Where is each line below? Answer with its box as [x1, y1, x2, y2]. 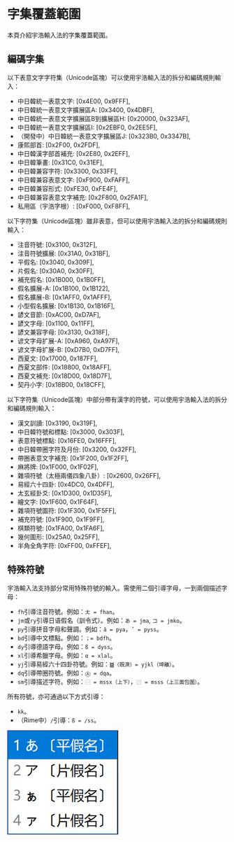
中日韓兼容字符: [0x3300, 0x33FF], [17, 167, 119, 175]
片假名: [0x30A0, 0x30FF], [17, 267, 94, 275]
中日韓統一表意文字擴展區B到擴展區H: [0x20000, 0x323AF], [17, 114, 190, 122]
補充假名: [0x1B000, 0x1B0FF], [17, 275, 106, 283]
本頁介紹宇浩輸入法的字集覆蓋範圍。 [7, 31, 112, 39]
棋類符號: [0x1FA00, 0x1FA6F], [17, 524, 105, 532]
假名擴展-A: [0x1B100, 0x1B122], [17, 284, 110, 293]
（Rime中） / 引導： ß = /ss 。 [17, 715, 100, 724]
